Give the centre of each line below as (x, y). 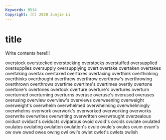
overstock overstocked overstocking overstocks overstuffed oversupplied (81, 63)
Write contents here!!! (28, 53)
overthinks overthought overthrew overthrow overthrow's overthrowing (79, 79)
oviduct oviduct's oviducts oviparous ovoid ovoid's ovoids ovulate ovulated (83, 121)
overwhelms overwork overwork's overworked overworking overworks (78, 111)
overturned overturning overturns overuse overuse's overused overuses (80, 95)
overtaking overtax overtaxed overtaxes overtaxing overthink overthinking (81, 74)
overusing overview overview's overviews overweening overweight (75, 100)
